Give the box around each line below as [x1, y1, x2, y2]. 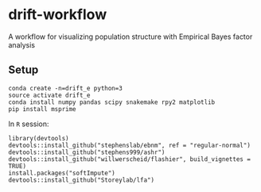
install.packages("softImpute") [8, 169, 115, 177]
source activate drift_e [8, 91, 91, 99]
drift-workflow [8, 6, 107, 24]
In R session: [8, 119, 49, 129]
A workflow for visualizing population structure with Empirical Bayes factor [8, 32, 253, 41]
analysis [8, 40, 36, 49]
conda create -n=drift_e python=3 [8, 84, 123, 92]
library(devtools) [8, 134, 69, 142]
